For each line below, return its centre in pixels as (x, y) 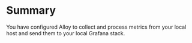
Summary (31, 10)
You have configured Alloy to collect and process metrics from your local (96, 27)
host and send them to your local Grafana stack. (66, 33)
